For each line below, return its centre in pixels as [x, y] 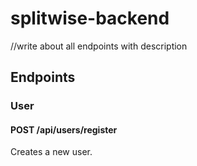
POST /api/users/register [64, 129]
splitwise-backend [90, 18]
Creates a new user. [51, 152]
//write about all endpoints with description [99, 46]
